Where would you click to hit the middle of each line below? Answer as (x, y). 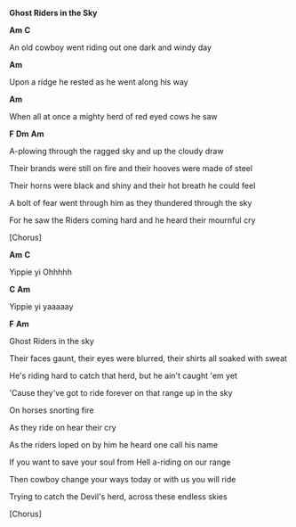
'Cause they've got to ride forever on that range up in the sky (121, 393)
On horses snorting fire (52, 410)
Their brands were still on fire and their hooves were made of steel (131, 168)
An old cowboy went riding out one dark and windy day (110, 47)
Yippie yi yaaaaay (41, 306)
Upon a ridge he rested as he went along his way (99, 82)
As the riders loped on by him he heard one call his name (114, 445)
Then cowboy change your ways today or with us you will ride (123, 479)
